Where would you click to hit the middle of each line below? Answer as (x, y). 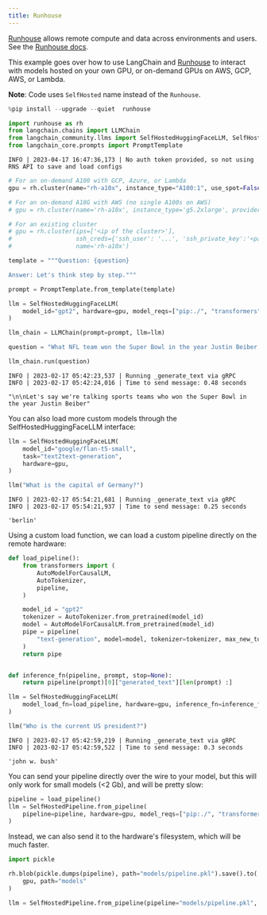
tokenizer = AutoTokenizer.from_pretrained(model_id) (113, 617)
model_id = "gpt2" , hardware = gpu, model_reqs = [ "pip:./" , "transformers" (142, 311)
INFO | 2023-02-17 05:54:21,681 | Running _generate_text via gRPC (122, 500)
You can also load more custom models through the (93, 418)
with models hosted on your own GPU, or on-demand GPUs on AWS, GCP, (130, 70)
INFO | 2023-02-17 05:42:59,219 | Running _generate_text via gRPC (122, 740)
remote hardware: (37, 544)
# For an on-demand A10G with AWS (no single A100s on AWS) (110, 202)
